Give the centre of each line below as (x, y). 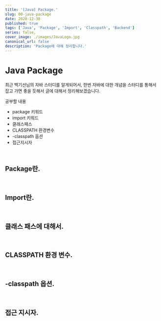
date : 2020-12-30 (23, 19)
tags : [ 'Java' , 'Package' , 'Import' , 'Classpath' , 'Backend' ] (70, 28)
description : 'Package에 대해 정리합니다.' (46, 46)
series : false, (21, 32)
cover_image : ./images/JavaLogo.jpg (42, 37)
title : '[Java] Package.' (31, 10)
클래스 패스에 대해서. (34, 226)
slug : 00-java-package (28, 14)
